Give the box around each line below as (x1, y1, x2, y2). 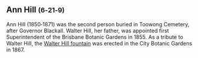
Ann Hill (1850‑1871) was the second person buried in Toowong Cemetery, (6, 20, 190, 28)
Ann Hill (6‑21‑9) (6, 5, 65, 15)
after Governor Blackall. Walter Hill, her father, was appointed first (6, 27, 170, 34)
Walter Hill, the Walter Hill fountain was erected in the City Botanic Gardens (6, 39, 193, 47)
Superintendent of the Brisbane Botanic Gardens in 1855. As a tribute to (6, 33, 184, 41)
